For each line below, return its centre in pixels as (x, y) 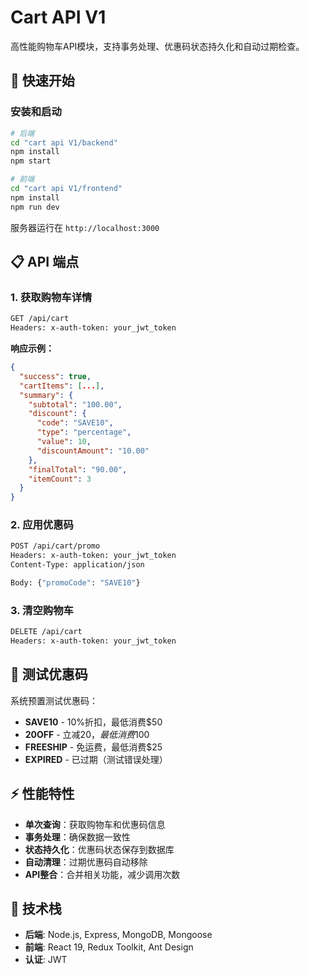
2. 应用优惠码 (42, 525)
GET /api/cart (40, 319)
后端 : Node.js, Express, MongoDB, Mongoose (118, 935)
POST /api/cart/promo (55, 546)
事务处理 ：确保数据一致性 (77, 837)
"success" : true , (55, 376)
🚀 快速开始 (42, 81)
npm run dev (35, 207)
